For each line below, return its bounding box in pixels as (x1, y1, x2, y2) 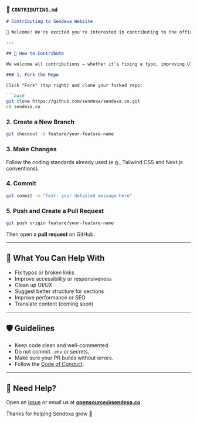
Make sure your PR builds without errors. (14, 354, 114, 361)
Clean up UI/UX (14, 281, 53, 288)
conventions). (6, 165, 39, 172)
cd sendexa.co (6, 104, 41, 110)
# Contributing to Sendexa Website (6, 19, 93, 25)
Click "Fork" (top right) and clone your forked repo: (6, 82, 143, 88)
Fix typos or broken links (14, 269, 74, 276)
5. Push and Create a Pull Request (6, 206, 104, 215)
